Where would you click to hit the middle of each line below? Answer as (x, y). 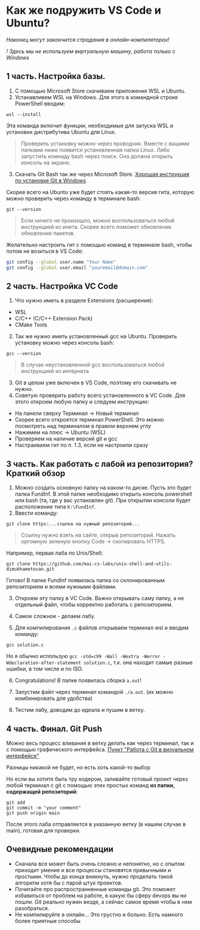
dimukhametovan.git (30, 569)
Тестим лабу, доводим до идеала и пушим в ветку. (80, 710)
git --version (24, 209)
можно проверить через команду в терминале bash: (74, 198)
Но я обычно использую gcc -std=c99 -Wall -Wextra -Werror (83, 656)
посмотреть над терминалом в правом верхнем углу (83, 426)
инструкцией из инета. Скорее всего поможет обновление (96, 227)
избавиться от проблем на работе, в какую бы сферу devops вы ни (101, 895)
